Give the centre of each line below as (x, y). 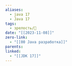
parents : (14, 47)
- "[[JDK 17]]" (25, 56)
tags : (11, 24)
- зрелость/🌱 (23, 28)
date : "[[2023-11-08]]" (30, 33)
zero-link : (16, 38)
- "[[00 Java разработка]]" (39, 42)
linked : (13, 51)
